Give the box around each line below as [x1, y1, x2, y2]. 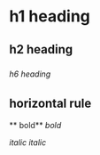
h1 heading [9, 6, 91, 27]
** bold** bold [9, 119, 62, 130]
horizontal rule [9, 96, 92, 111]
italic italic [9, 136, 47, 148]
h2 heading [9, 42, 73, 57]
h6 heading [9, 69, 51, 79]
